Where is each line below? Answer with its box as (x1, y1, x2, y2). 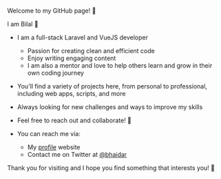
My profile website (27, 143, 81, 151)
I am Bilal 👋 (7, 20, 39, 28)
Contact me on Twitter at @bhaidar (27, 151, 127, 158)
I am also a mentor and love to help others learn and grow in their (27, 62, 213, 69)
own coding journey (27, 69, 85, 77)
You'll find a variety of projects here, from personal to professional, (17, 82, 208, 90)
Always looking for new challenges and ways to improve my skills (17, 103, 203, 111)
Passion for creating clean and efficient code (27, 47, 155, 55)
